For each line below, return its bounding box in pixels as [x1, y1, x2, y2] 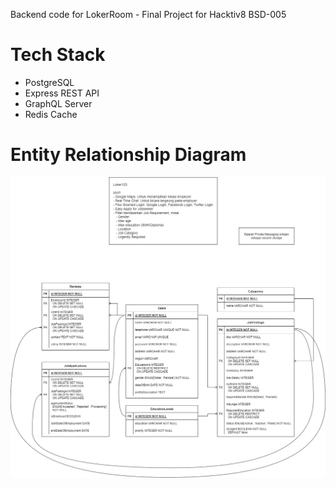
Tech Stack [10, 44, 106, 66]
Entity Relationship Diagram [10, 144, 247, 166]
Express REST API [24, 87, 100, 99]
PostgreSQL [24, 76, 75, 88]
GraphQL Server [24, 97, 93, 109]
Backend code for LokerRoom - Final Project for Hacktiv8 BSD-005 [10, 9, 287, 20]
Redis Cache [24, 108, 78, 120]
